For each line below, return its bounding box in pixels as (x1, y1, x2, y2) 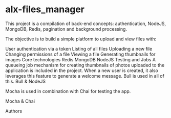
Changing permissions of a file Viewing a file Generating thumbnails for (5, 51, 156, 57)
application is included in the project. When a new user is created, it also (5, 67, 159, 74)
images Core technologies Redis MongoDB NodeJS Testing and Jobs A (5, 56, 156, 62)
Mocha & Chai (5, 98, 35, 104)
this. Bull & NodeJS (5, 78, 46, 84)
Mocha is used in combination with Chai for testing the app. (5, 88, 131, 94)
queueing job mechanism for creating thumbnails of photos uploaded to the (5, 62, 165, 68)
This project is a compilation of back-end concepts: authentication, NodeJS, (5, 20, 166, 27)
